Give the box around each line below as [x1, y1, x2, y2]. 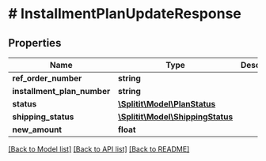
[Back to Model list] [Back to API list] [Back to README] [8, 144, 190, 154]
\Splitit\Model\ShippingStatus [117, 111, 234, 122]
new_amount [12, 124, 62, 135]
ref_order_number [12, 73, 82, 84]
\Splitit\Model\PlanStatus [117, 99, 216, 109]
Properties [8, 36, 62, 50]
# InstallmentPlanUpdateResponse [8, 5, 241, 23]
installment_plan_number [12, 86, 111, 96]
